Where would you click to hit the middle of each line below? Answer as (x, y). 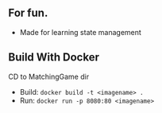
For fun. (28, 13)
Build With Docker (54, 58)
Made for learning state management (80, 32)
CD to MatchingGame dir (49, 76)
